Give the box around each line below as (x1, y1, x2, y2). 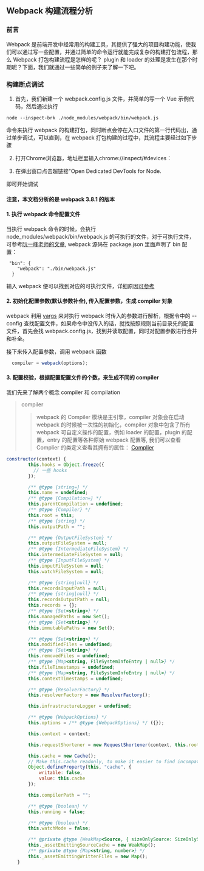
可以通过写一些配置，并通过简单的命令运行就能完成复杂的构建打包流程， (11, 48, 192, 55)
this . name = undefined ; (28, 490, 88, 496)
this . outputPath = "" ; (28, 523, 86, 530)
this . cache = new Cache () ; (28, 753, 97, 759)
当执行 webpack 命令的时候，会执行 (6, 225, 97, 233)
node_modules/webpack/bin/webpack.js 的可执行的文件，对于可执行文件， (6, 233, 195, 240)
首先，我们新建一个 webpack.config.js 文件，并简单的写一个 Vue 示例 (15, 95, 189, 102)
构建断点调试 (6, 80, 44, 88)
